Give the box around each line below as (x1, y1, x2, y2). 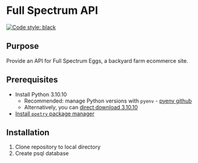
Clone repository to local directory (15, 143, 101, 151)
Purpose (6, 41, 39, 51)
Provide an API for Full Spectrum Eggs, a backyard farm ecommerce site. (6, 57, 189, 64)
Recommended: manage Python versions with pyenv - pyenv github (24, 97, 192, 104)
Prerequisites (6, 75, 58, 85)
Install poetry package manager (15, 110, 95, 117)
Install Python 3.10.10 (15, 91, 67, 98)
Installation (6, 127, 50, 138)
